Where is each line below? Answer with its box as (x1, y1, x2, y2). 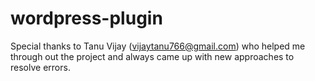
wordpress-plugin (10, 7, 163, 30)
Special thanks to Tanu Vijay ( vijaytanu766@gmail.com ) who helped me (10, 40, 306, 52)
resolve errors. (10, 61, 71, 73)
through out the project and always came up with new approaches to (10, 50, 295, 62)
